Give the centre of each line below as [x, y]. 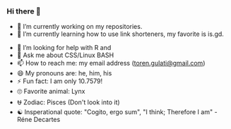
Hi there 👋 [24, 11]
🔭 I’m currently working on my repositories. [79, 27]
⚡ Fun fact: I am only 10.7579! [60, 81]
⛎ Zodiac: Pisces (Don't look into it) [69, 102]
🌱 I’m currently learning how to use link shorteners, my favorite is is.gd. [120, 34]
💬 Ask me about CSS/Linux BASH [65, 55]
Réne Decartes [38, 120]
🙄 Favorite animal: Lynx [51, 92]
